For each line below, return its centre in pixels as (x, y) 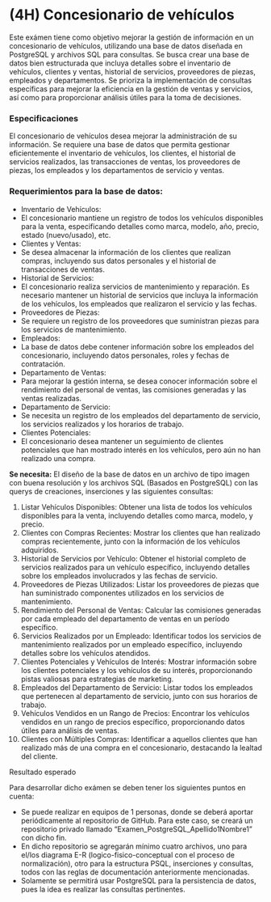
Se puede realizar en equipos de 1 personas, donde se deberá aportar (137, 811)
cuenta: (22, 796)
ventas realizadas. (51, 398)
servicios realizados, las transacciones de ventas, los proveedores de (125, 162)
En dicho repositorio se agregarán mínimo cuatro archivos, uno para (134, 846)
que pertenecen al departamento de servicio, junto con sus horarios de (139, 696)
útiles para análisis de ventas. (70, 730)
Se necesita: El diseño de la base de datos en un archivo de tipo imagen (129, 474)
